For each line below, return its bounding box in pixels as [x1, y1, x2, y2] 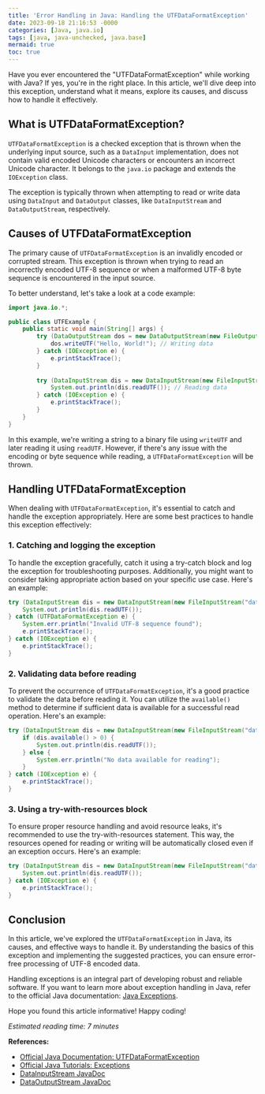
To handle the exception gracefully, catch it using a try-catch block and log [8, 557, 252, 567]
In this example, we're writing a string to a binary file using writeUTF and [8, 434, 242, 444]
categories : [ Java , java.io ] [8, 26, 104, 34]
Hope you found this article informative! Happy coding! [8, 1007, 187, 1016]
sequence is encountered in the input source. [8, 273, 156, 282]
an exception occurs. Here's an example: [8, 847, 141, 856]
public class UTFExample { [8, 318, 97, 326]
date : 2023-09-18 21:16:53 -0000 [8, 19, 118, 27]
